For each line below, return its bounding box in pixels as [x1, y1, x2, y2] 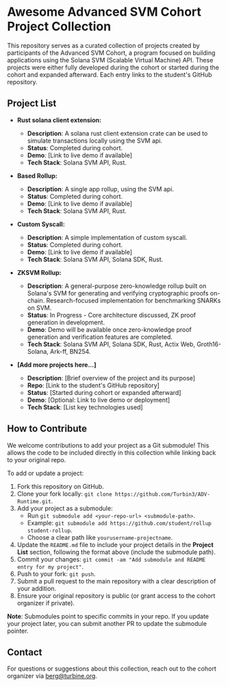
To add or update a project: [7, 469, 84, 477]
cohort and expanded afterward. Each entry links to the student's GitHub [7, 70, 212, 79]
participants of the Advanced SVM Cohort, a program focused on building [7, 49, 216, 57]
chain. [27, 296, 45, 304]
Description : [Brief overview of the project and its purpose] [27, 374, 196, 382]
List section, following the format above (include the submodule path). [16, 548, 216, 556]
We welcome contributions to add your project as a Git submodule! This [7, 441, 210, 449]
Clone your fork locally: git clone [16, 490, 112, 498]
